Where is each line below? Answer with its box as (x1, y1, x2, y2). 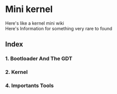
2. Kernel (5, 69, 28, 76)
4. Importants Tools (5, 82, 54, 89)
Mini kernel (5, 4, 53, 15)
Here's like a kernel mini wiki (5, 20, 64, 26)
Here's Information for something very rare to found (5, 25, 112, 31)
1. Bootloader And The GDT (5, 55, 73, 62)
